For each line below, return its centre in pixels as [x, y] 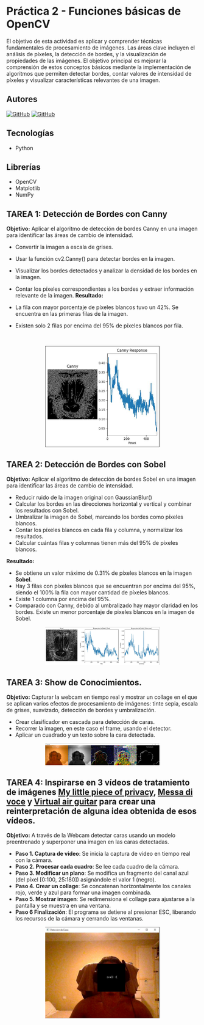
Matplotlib [28, 188]
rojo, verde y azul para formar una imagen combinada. [83, 892]
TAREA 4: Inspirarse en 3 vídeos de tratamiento [98, 782]
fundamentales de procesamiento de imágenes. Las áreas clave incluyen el [101, 48]
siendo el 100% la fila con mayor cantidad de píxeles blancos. [93, 593]
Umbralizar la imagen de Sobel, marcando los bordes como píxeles [99, 517]
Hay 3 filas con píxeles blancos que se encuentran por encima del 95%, [105, 586]
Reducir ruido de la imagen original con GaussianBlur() [83, 498]
